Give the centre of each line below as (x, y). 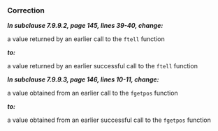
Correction (26, 10)
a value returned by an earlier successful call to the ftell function (102, 66)
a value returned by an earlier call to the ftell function (86, 39)
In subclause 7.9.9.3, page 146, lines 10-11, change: (83, 79)
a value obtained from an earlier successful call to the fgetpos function (109, 120)
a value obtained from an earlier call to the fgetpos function (93, 93)
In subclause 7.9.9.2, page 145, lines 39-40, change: (85, 26)
